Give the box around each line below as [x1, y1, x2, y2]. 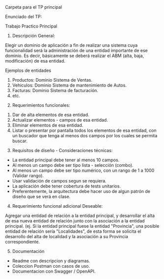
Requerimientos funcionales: [12, 102, 70, 108]
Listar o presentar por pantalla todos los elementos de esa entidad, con [12, 127, 157, 133]
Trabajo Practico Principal [5, 23, 57, 29]
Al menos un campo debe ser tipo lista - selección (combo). [12, 162, 134, 168]
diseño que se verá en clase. [12, 194, 71, 199]
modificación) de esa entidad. [5, 58, 65, 63]
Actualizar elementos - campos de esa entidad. [12, 117, 108, 123]
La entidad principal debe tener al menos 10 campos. [12, 157, 120, 163]
